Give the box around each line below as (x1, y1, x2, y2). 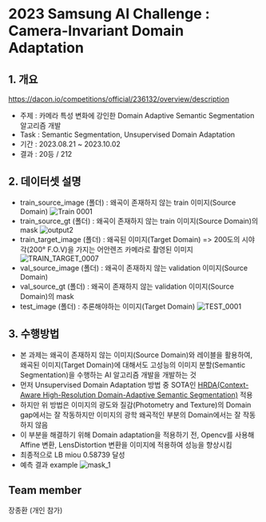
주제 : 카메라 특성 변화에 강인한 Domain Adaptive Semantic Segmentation (19, 111, 255, 120)
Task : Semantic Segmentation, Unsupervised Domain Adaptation (19, 130, 236, 139)
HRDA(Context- (197, 380, 249, 389)
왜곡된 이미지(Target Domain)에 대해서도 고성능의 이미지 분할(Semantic (19, 360, 246, 369)
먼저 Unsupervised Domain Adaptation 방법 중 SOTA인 (19, 380, 197, 389)
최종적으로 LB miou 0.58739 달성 (19, 449, 125, 460)
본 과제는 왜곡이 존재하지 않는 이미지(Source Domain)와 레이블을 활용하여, (19, 349, 253, 360)
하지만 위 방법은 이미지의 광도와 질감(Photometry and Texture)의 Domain (19, 400, 252, 409)
